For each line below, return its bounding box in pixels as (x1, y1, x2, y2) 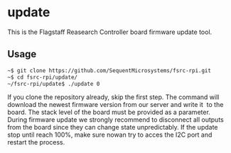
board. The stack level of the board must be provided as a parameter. (7, 108, 211, 117)
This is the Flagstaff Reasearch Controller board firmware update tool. (7, 28, 213, 36)
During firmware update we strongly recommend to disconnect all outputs (7, 115, 224, 124)
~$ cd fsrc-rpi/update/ (7, 74, 78, 81)
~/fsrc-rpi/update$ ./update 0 (7, 80, 100, 87)
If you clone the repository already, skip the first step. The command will (7, 93, 220, 101)
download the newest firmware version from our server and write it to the (7, 101, 224, 109)
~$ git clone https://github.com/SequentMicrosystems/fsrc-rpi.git (7, 67, 212, 74)
